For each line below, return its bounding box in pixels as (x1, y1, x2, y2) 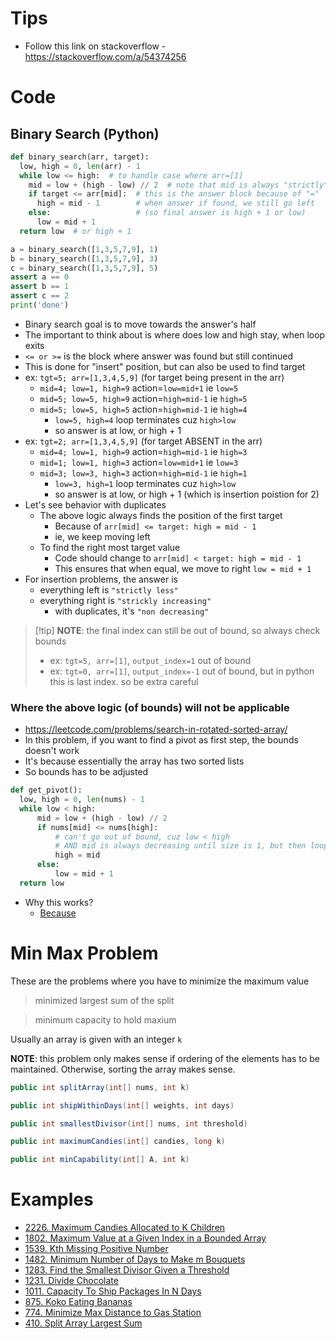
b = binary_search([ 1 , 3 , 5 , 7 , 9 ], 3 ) (10, 253, 159, 264)
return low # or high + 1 (19, 226, 132, 236)
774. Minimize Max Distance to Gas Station (24, 1307, 202, 1319)
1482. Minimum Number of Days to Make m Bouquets (24, 1253, 246, 1266)
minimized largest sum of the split (34, 994, 175, 1006)
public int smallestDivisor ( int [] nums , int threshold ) (10, 1118, 248, 1129)
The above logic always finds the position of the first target (39, 509, 283, 521)
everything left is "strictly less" (39, 583, 179, 596)
